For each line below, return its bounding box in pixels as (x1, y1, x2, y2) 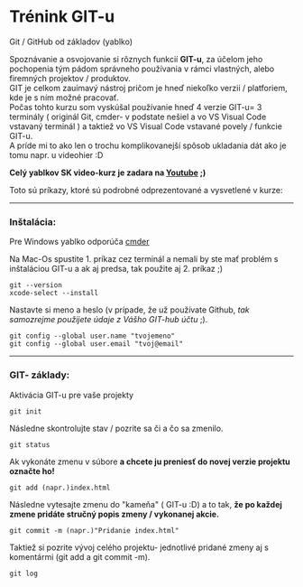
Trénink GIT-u (9, 6, 115, 27)
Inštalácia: (9, 215, 57, 228)
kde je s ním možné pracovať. (9, 92, 120, 103)
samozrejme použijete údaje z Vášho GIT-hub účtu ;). (9, 314, 208, 325)
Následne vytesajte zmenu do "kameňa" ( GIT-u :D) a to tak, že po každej (9, 498, 282, 509)
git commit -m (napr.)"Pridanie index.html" (9, 526, 179, 535)
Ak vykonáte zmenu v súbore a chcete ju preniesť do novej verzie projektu (9, 456, 290, 467)
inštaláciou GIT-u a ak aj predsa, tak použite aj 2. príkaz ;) (9, 264, 224, 275)
